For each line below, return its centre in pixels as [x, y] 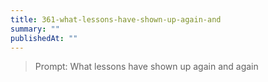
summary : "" [35, 29]
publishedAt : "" [44, 38]
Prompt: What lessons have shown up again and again [146, 67]
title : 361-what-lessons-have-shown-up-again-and [116, 19]
